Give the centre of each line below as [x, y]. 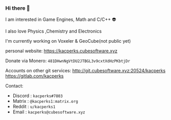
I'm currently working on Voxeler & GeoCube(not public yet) [68, 41]
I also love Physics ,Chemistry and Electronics [54, 31]
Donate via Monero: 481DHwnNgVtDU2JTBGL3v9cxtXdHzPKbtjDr [68, 61]
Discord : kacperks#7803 [38, 96]
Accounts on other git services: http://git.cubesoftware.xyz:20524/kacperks [86, 71]
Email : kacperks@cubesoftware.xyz [49, 112]
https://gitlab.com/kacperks [34, 76]
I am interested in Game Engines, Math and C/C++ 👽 [61, 19]
